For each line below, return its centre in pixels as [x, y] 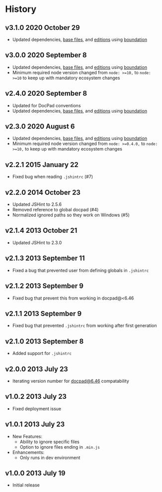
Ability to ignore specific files [49, 442]
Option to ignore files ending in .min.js [60, 447]
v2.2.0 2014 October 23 [43, 192]
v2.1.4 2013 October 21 [41, 231]
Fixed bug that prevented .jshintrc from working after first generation [84, 326]
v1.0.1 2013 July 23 [35, 424]
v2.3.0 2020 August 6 [40, 126]
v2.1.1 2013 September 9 [43, 313]
